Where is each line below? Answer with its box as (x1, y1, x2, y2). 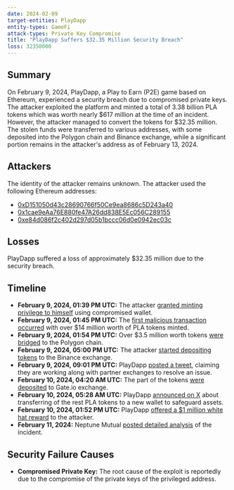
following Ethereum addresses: (7, 187, 97, 195)
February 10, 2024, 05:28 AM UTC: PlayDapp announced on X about (17, 391, 219, 399)
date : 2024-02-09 (7, 10, 58, 18)
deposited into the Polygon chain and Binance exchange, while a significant (7, 132, 226, 141)
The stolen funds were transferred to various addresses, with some (7, 125, 202, 134)
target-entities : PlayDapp (7, 17, 86, 24)
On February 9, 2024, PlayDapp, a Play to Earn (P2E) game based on (7, 87, 207, 96)
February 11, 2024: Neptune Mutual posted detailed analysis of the (17, 420, 212, 429)
